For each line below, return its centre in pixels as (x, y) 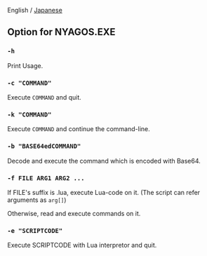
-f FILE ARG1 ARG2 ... (46, 178)
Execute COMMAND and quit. (45, 97)
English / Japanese (35, 10)
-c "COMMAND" (29, 83)
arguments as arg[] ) (37, 200)
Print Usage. (25, 65)
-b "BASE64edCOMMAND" (44, 146)
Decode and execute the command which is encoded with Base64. (104, 161)
